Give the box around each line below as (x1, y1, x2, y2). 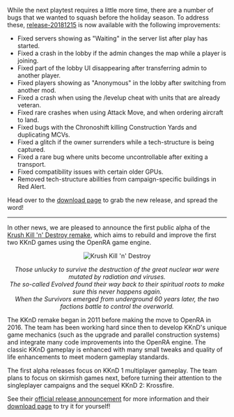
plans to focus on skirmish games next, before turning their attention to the (7, 374, 222, 382)
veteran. (17, 101, 42, 109)
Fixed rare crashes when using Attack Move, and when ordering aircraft (17, 108, 224, 116)
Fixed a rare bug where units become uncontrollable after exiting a (17, 153, 208, 161)
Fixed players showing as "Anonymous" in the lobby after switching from (17, 79, 226, 86)
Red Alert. (17, 183, 47, 190)
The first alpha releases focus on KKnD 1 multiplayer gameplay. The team (7, 366, 217, 374)
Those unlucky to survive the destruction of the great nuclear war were (15, 265, 219, 273)
